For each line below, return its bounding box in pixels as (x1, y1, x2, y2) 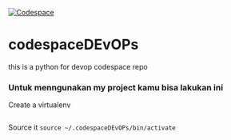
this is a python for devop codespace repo (8, 62, 148, 71)
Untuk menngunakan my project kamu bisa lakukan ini (8, 82, 224, 93)
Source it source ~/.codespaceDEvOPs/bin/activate (8, 122, 176, 132)
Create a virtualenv (8, 100, 71, 110)
